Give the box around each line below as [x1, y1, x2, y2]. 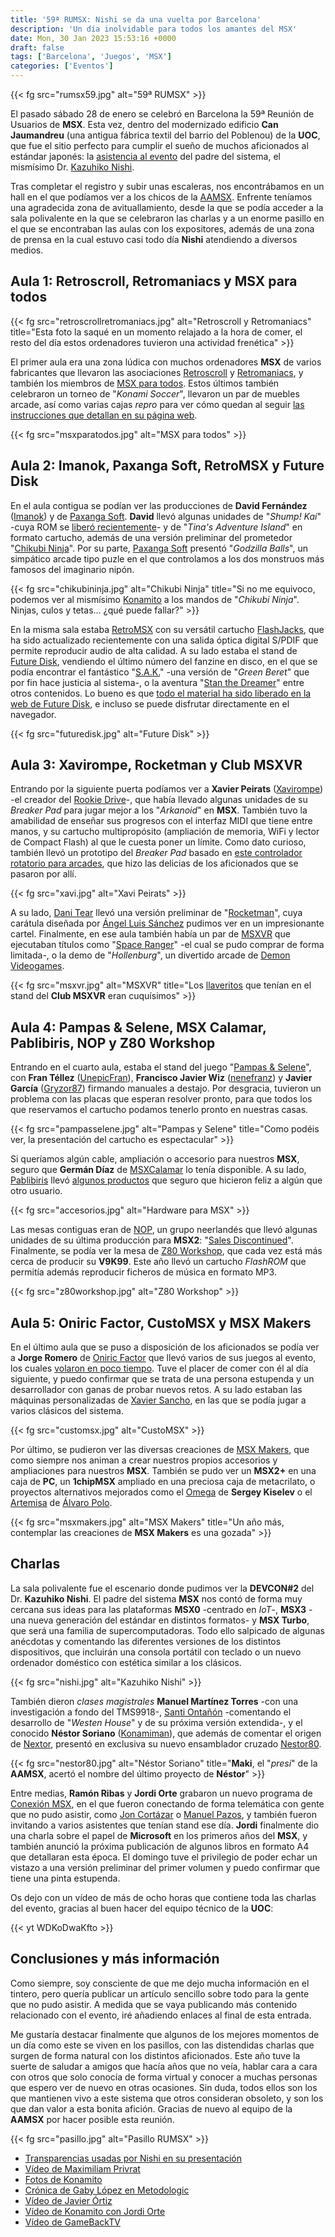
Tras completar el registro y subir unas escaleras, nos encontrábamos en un [10, 181, 325, 192]
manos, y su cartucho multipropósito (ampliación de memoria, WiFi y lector [10, 826, 320, 838]
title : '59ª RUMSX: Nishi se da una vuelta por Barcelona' [10, 14, 262, 25]
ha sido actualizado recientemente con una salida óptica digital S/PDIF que [10, 634, 319, 646]
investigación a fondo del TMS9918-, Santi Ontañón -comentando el [10, 1706, 292, 1718]
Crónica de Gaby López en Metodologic [24, 2184, 190, 2196]
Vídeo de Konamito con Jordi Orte [24, 2205, 166, 2217]
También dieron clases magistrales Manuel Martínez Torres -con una [10, 1695, 299, 1707]
